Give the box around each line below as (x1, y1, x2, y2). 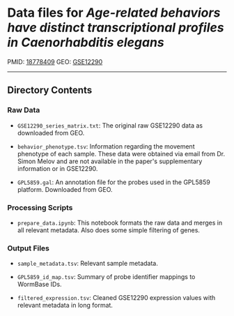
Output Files (7, 243, 50, 253)
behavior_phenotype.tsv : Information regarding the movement (17, 142, 195, 151)
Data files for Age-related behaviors (7, 5, 221, 21)
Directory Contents (7, 84, 93, 96)
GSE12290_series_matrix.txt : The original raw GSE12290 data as (17, 121, 203, 130)
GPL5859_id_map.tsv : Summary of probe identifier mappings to (17, 273, 196, 281)
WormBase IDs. (17, 280, 62, 289)
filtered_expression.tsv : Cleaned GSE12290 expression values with (17, 294, 216, 302)
